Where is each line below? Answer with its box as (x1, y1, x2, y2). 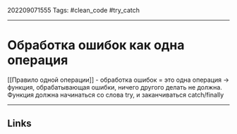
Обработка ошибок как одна (7, 37, 185, 54)
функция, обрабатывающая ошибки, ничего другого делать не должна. (7, 83, 222, 91)
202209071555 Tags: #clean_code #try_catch (7, 6, 140, 14)
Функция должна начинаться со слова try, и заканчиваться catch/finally (7, 90, 224, 99)
